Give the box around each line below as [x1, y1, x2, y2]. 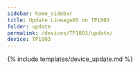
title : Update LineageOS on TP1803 [7, 17, 110, 24]
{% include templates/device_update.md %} [7, 55, 134, 63]
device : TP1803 [7, 36, 51, 43]
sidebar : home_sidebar [7, 10, 73, 17]
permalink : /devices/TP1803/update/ [7, 29, 113, 37]
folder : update [7, 23, 51, 30]
